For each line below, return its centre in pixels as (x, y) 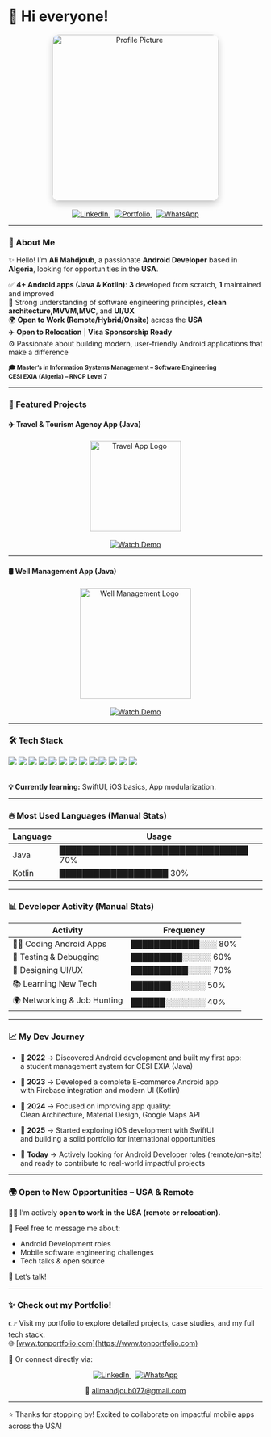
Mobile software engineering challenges (87, 1253)
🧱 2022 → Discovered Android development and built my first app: (131, 1058)
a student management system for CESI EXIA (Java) (106, 1066)
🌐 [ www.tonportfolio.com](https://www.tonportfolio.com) (103, 1343)
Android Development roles (65, 1244)
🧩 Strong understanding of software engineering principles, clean (118, 303)
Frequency (184, 930)
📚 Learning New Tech (55, 984)
